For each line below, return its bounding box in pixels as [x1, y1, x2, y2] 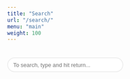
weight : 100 [7, 29, 41, 37]
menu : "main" [7, 23, 45, 30]
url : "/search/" [7, 17, 54, 24]
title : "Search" [7, 10, 54, 17]
